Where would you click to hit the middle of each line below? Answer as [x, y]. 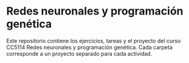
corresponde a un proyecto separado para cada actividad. [79, 53]
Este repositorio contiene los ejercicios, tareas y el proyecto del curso [94, 41]
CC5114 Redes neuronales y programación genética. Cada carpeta [90, 47]
